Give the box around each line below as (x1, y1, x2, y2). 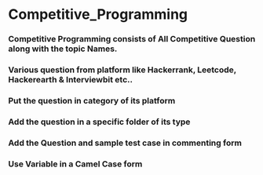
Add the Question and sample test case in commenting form (8, 137, 242, 148)
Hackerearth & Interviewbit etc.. (8, 75, 133, 86)
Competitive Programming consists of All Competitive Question (8, 34, 256, 45)
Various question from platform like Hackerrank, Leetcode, (8, 64, 237, 75)
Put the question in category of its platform (8, 95, 176, 106)
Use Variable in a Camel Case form (8, 159, 143, 170)
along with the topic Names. (8, 43, 118, 54)
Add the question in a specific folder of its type (8, 116, 191, 127)
